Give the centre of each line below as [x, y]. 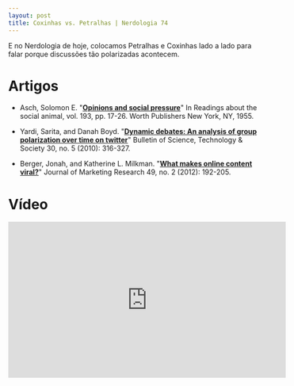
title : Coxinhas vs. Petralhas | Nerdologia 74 [88, 23]
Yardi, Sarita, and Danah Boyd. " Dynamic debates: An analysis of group [138, 132]
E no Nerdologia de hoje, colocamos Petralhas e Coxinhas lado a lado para [130, 45]
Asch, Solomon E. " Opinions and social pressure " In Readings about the [138, 108]
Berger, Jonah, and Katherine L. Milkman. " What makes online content [136, 164]
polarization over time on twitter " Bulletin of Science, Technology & [131, 140]
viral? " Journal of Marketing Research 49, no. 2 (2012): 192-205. [125, 172]
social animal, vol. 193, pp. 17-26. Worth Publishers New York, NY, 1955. [137, 117]
